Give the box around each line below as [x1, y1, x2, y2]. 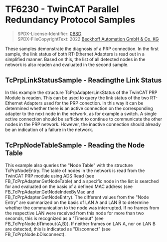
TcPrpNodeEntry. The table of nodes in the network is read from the [5, 167, 145, 173]
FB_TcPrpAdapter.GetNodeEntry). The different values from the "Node [5, 194, 149, 200]
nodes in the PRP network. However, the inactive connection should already [5, 121, 161, 127]
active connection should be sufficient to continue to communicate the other [5, 116, 163, 122]
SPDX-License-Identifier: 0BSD [17, 30, 82, 36]
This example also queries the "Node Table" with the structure [5, 162, 133, 168]
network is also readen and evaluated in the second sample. [5, 61, 129, 67]
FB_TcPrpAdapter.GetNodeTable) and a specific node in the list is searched [5, 178, 159, 184]
